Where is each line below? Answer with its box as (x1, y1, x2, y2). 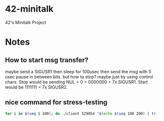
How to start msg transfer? (5, 56, 89, 64)
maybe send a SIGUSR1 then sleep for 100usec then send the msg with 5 (5, 69, 151, 74)
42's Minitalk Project (5, 19, 46, 25)
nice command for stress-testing (5, 98, 107, 106)
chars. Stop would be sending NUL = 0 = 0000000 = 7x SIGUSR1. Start (5, 79, 148, 85)
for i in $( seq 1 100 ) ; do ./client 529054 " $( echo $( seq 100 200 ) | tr (5, 111, 156, 116)
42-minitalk (5, 3, 54, 15)
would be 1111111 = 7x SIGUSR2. (5, 84, 68, 90)
